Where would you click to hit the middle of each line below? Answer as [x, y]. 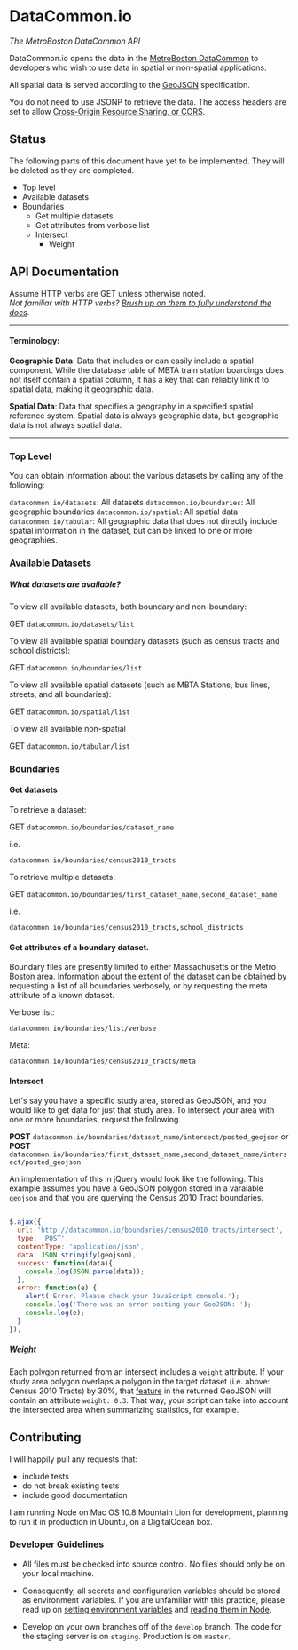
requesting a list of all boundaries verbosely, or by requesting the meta [138, 986]
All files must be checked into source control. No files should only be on [153, 1564]
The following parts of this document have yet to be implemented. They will [147, 161]
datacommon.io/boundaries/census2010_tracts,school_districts [126, 928]
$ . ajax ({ [25, 1222]
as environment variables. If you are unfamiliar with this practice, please [153, 1599]
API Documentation [64, 272]
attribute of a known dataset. [62, 996]
